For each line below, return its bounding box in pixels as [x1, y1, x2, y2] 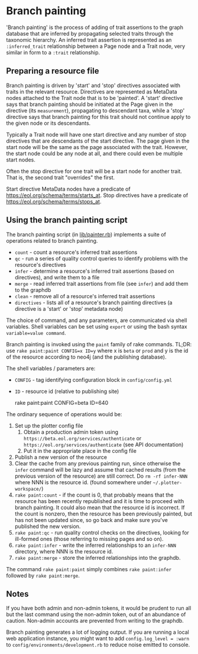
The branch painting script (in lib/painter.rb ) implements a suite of [6, 231, 167, 238]
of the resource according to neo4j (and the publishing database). [6, 353, 167, 360]
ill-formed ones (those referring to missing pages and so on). [14, 535, 164, 542]
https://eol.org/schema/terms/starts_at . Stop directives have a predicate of [6, 191, 189, 199]
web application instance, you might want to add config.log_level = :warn [6, 635, 190, 642]
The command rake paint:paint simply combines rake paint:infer [6, 565, 172, 572]
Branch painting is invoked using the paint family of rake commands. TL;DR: [6, 340, 192, 347]
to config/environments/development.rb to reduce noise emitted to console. [6, 641, 190, 649]
